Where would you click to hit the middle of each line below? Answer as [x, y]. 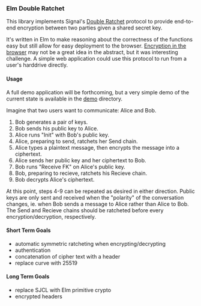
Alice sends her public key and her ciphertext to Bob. [80, 160]
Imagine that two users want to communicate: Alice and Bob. [81, 110]
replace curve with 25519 [46, 263]
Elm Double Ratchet [35, 8]
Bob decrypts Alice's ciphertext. [55, 179]
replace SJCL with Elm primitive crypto [63, 290]
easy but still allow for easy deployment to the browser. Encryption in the [96, 46]
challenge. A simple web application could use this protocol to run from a [97, 59]
